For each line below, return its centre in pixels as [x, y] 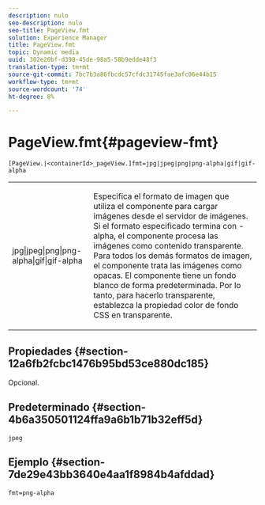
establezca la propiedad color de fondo [166, 306]
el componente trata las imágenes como [168, 266]
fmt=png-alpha [32, 493]
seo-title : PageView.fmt [49, 30]
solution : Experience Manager [58, 38]
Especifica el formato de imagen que [161, 196]
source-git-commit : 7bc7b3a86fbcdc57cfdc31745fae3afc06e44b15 [112, 74]
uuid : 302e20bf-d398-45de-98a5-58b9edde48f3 [82, 60]
